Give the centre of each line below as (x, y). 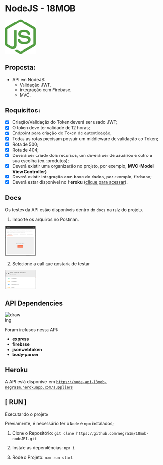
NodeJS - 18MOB (40, 9)
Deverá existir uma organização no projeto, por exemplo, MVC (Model (83, 166)
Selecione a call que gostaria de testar (51, 264)
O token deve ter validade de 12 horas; (51, 128)
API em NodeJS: (29, 79)
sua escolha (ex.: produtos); (40, 161)
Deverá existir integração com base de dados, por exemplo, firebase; (82, 177)
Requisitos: (23, 110)
